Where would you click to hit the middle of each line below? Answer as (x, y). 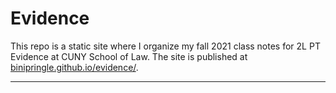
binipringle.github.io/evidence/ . (74, 67)
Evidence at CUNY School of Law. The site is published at (129, 56)
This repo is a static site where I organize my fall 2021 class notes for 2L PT (165, 46)
